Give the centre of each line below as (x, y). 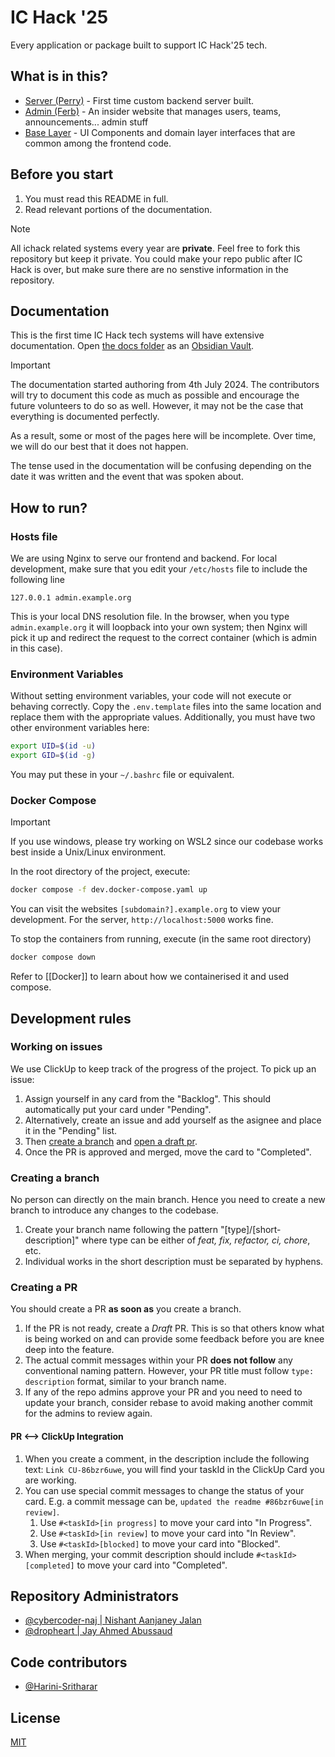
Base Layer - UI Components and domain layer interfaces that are (160, 132)
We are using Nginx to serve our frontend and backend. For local (144, 558)
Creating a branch (55, 1178)
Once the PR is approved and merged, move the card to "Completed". (168, 1152)
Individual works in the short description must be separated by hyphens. (174, 1262)
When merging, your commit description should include (139, 1554)
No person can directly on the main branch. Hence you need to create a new (168, 1200)
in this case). (36, 648)
